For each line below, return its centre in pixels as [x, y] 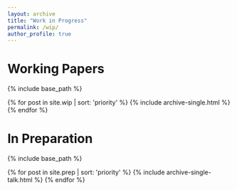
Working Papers [56, 69]
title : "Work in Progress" [47, 21]
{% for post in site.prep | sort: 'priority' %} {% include [86, 172]
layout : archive [31, 14]
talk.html [20, 180]
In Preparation [50, 139]
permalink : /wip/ [33, 27]
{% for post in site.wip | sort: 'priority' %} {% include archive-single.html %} [119, 102]
